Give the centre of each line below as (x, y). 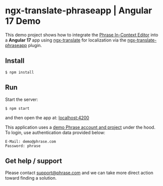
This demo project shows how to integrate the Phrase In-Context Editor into (82, 35)
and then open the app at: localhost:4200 (47, 117)
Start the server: (22, 99)
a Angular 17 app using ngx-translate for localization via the (66, 40)
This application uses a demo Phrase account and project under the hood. (80, 127)
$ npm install (20, 72)
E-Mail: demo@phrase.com (31, 141)
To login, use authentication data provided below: (55, 132)
